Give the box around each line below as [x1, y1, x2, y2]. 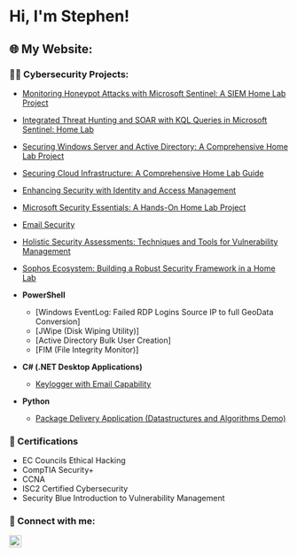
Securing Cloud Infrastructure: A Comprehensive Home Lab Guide [21, 167, 264, 178]
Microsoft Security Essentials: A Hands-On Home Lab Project [21, 202, 246, 213]
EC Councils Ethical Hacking [21, 455, 126, 466]
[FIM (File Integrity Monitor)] [35, 344, 139, 355]
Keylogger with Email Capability [35, 378, 152, 389]
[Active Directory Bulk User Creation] [35, 335, 171, 345]
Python [21, 396, 51, 406]
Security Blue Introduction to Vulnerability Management [21, 493, 225, 504]
